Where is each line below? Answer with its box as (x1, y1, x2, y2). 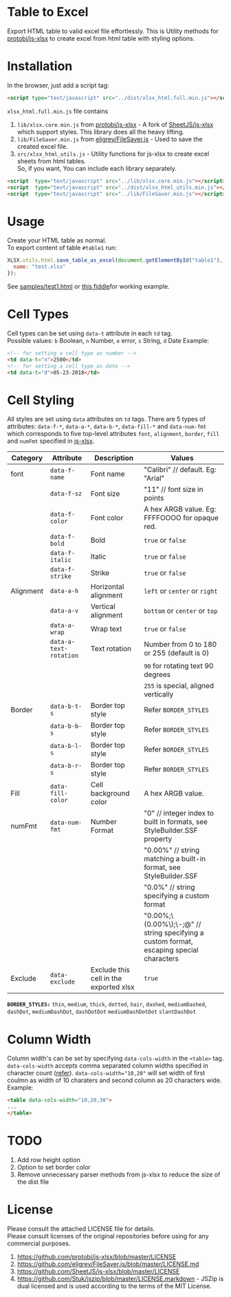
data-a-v (50, 607, 79, 615)
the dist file (16, 1177, 49, 1185)
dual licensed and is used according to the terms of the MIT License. (16, 1282, 212, 1290)
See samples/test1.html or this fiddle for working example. (7, 282, 170, 290)
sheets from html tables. (16, 156, 86, 165)
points (144, 493, 164, 503)
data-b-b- (50, 723, 82, 730)
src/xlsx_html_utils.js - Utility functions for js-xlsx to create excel (16, 149, 210, 158)
